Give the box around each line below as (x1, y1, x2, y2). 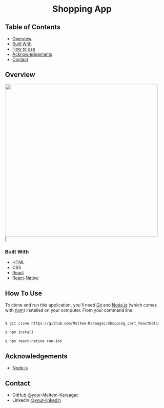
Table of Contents (5, 23, 61, 31)
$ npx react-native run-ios (5, 338, 62, 344)
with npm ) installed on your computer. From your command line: (5, 307, 134, 313)
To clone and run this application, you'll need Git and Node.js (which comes (5, 302, 157, 308)
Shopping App (52, 3, 112, 15)
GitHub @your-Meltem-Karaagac (12, 392, 79, 398)
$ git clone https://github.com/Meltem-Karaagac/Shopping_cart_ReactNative (5, 321, 163, 326)
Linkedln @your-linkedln (12, 397, 61, 403)
